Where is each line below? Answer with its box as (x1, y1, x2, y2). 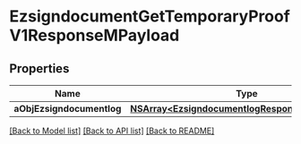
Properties (9, 61, 70, 76)
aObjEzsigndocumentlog (13, 103, 122, 114)
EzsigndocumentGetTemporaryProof (9, 6, 291, 27)
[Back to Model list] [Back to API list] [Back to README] (9, 125, 215, 136)
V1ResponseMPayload (9, 25, 180, 46)
